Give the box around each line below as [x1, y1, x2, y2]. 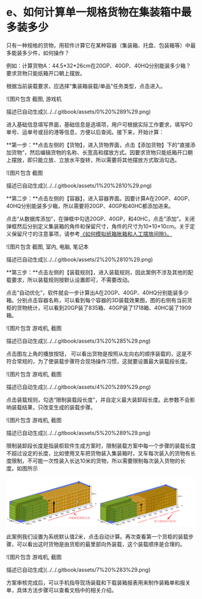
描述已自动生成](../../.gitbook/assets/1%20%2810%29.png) [6, 182, 152, 189]
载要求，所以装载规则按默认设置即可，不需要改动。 [6, 276, 133, 284]
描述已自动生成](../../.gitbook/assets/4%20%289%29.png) [6, 383, 151, 390]
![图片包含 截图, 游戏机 [6, 95, 62, 103]
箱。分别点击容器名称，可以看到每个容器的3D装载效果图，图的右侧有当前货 [6, 296, 192, 303]
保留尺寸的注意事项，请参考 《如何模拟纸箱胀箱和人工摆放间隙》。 [11, 230, 173, 237]
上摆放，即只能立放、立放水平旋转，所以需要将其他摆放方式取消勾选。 [6, 156, 180, 163]
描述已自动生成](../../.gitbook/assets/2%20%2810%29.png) [6, 256, 153, 263]
